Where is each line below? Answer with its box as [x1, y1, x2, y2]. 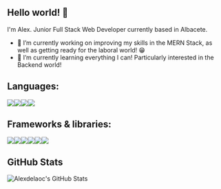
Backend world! [17, 60, 62, 69]
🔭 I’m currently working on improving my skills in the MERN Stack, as [17, 39, 213, 47]
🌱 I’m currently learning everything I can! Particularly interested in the [17, 53, 215, 61]
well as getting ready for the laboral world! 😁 [17, 46, 146, 54]
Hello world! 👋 [7, 7, 69, 19]
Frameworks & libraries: [7, 119, 112, 130]
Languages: [7, 81, 60, 92]
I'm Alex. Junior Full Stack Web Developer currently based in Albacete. [7, 25, 208, 33]
